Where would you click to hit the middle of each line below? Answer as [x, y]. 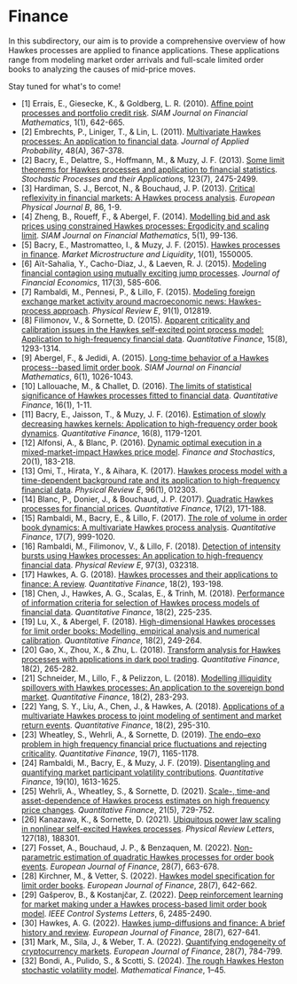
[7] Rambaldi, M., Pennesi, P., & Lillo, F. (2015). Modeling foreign [138, 292]
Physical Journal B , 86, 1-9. [71, 207]
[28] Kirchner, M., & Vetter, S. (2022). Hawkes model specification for [148, 876]
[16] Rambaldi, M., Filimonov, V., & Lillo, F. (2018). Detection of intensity [151, 546]
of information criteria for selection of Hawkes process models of [141, 602]
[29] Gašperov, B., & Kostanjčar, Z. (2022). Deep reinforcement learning [152, 894]
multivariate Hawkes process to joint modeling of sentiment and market [151, 715]
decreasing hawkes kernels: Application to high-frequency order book [149, 424]
